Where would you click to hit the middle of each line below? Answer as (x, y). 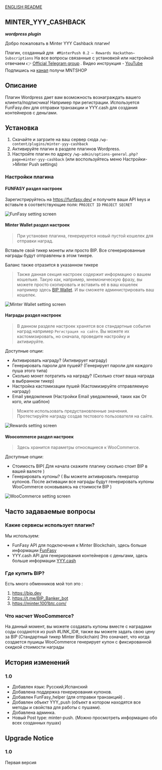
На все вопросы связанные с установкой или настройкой (94, 58)
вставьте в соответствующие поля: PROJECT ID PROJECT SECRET (69, 204)
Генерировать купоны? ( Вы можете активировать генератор (75, 477)
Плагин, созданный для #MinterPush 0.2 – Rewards (58, 52)
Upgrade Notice (29, 738)
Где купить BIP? (25, 573)
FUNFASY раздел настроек (34, 188)
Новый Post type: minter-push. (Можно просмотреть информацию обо (85, 718)
